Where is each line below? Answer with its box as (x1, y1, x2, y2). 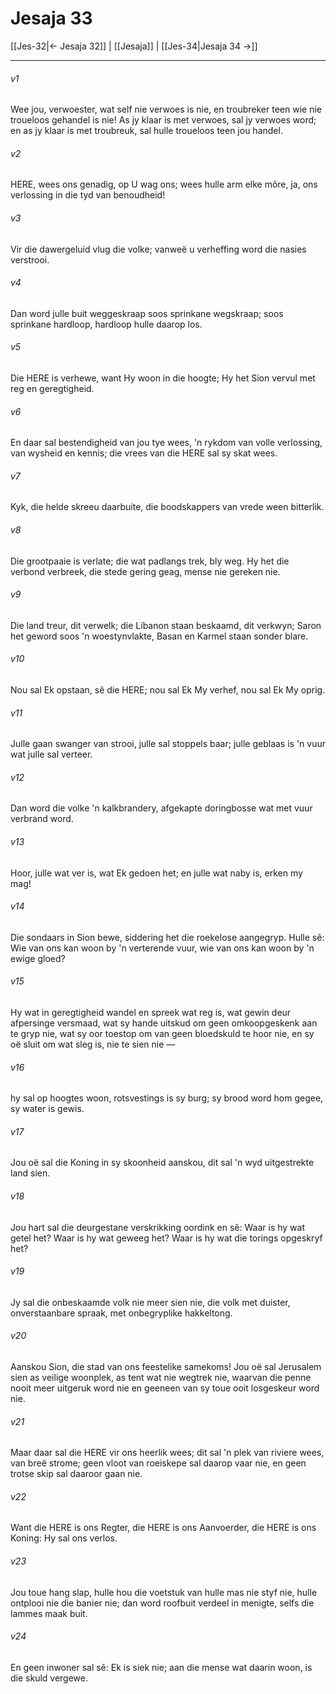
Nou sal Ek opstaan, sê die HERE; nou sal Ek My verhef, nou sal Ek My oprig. (10, 683, 326, 696)
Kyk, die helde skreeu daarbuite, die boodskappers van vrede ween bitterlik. (10, 501, 325, 513)
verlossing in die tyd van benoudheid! (10, 189, 166, 201)
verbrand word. (10, 813, 74, 825)
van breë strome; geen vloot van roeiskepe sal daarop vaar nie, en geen (10, 1457, 307, 1469)
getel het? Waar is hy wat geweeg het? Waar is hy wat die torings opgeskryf (10, 1232, 323, 1244)
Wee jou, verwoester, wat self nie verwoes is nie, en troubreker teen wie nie (10, 103, 322, 116)
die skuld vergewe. (10, 1672, 89, 1684)
